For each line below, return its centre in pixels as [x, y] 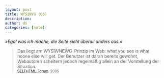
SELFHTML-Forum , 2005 [38, 71]
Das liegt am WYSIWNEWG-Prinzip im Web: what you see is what [83, 51]
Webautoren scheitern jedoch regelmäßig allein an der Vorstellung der [88, 61]
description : [18, 19]
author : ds [16, 23]
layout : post [18, 10]
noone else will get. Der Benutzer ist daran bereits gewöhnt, [78, 56]
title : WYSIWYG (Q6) [26, 14]
